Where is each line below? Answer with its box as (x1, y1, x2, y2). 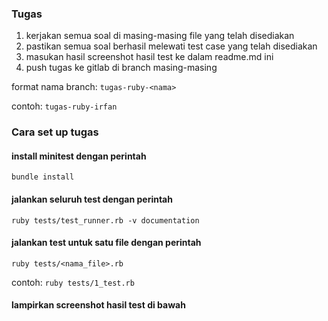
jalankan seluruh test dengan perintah (11, 193, 173, 206)
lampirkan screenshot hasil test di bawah (11, 299, 186, 311)
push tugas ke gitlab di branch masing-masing (25, 62, 218, 74)
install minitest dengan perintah (11, 150, 147, 162)
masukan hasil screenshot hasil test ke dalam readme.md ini (25, 51, 274, 63)
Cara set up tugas (11, 125, 99, 139)
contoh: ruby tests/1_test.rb (11, 276, 135, 288)
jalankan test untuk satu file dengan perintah (11, 237, 202, 249)
